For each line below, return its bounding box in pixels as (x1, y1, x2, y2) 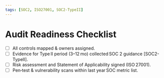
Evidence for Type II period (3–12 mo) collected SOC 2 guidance (12, 51, 143, 57)
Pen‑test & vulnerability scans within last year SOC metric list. (12, 67, 138, 73)
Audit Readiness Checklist (5, 28, 117, 40)
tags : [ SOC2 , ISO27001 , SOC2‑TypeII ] (5, 7, 83, 12)
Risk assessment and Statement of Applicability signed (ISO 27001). (12, 62, 151, 68)
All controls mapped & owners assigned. (12, 45, 95, 51)
